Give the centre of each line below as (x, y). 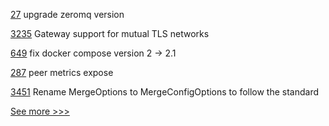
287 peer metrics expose (62, 72)
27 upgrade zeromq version (67, 14)
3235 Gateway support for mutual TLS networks (110, 33)
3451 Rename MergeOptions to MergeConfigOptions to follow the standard (165, 92)
